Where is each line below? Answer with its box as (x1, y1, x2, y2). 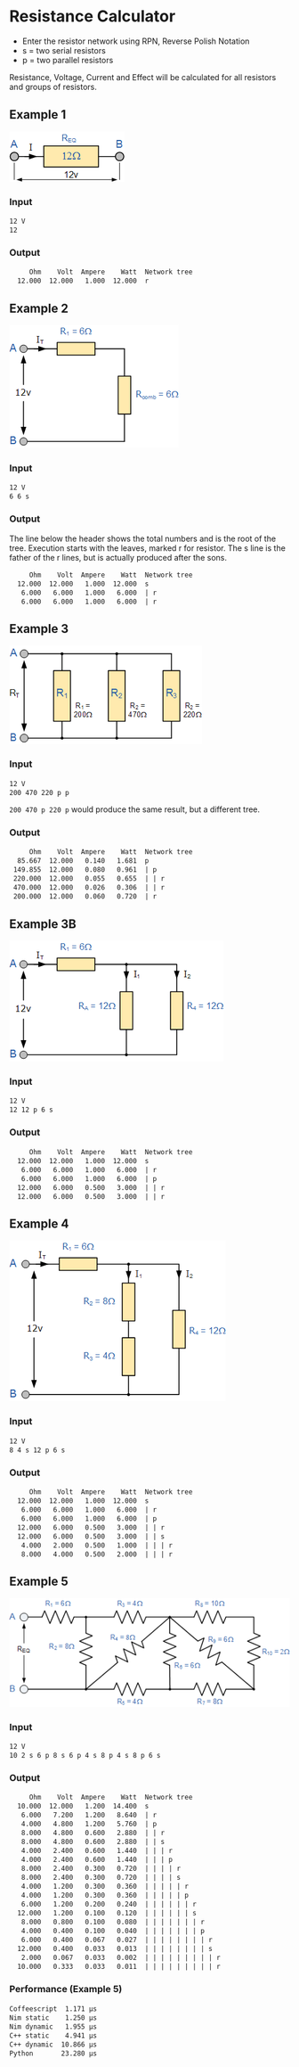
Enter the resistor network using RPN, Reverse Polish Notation (21, 36, 250, 46)
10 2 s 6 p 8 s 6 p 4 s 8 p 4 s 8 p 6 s (9, 1751, 162, 1760)
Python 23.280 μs (9, 2048, 98, 2058)
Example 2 (9, 300, 69, 316)
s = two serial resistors (21, 45, 107, 55)
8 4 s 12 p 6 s (9, 1446, 66, 1455)
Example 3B (9, 916, 77, 931)
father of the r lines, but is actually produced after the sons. (9, 552, 227, 562)
